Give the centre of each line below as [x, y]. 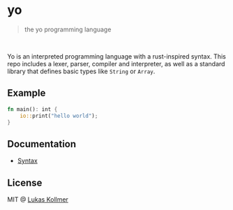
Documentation [42, 144]
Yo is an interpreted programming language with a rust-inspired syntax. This [117, 56]
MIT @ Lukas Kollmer [38, 200]
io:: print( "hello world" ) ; [59, 116]
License [25, 182]
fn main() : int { [32, 109]
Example [27, 93]
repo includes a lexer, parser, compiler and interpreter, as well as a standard [116, 63]
